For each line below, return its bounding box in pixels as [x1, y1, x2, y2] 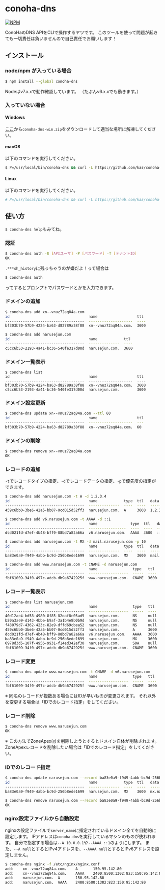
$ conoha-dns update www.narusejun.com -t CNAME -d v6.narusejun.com [5, 669, 151, 675]
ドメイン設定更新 [5, 399, 46, 406]
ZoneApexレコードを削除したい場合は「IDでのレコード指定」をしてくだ [5, 744, 150, 750]
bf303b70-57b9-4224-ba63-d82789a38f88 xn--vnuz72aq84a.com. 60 [5, 425, 141, 430]
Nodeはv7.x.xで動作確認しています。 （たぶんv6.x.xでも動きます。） [5, 88, 141, 94]
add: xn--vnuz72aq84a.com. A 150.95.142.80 [5, 866, 122, 871]
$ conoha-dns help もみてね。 [5, 226, 64, 232]
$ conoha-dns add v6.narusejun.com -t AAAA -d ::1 [5, 517, 111, 522]
